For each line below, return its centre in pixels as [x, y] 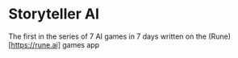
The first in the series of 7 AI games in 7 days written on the [108, 36]
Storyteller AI [54, 14]
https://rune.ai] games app [55, 44]
